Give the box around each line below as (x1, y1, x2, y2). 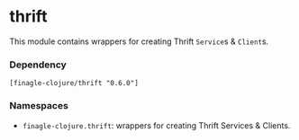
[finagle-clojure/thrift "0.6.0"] (9, 79, 140, 88)
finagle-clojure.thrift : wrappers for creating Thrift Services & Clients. (22, 119, 291, 131)
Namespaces (9, 100, 69, 112)
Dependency (9, 58, 68, 71)
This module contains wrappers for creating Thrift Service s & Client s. (9, 36, 269, 47)
